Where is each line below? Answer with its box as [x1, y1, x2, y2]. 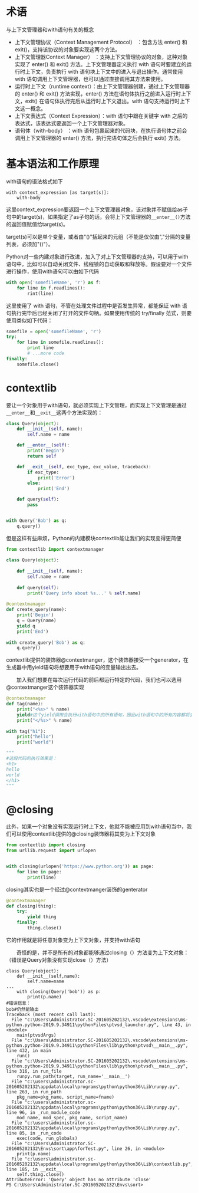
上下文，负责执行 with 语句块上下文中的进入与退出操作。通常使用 [25, 68, 183, 75]
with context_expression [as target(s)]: [6, 189, 110, 195]
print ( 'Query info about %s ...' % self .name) [27, 590, 141, 596]
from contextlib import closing [6, 842, 85, 848]
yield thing [27, 914, 57, 920]
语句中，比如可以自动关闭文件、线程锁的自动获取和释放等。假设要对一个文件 [6, 260, 192, 267]
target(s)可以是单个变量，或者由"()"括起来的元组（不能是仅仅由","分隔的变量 [6, 233, 191, 240]
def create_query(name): [6, 607, 67, 613]
